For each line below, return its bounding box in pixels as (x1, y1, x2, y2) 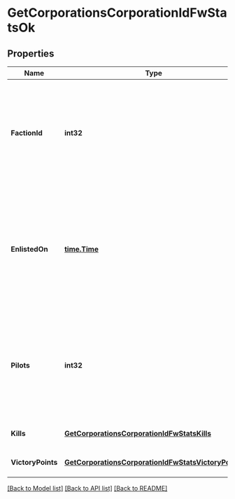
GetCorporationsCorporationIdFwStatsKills (64, 428, 212, 438)
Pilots (10, 361, 30, 370)
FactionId (10, 128, 43, 138)
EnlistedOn (10, 245, 48, 254)
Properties (7, 48, 55, 59)
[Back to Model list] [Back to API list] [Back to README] (7, 484, 168, 492)
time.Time (64, 245, 99, 254)
